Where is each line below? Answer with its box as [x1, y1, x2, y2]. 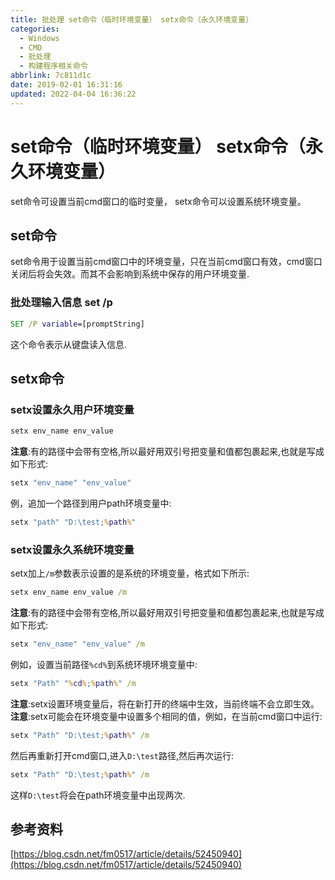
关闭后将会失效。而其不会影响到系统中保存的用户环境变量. [10, 268, 250, 280]
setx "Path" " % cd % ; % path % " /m [10, 678, 137, 688]
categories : [10, 24, 60, 34]
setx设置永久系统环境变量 [10, 542, 135, 556]
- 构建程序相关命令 [19, 61, 88, 71]
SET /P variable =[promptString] [10, 319, 145, 329]
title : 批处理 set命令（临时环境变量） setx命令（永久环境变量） [10, 14, 254, 25]
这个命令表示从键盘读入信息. [10, 338, 128, 350]
